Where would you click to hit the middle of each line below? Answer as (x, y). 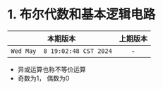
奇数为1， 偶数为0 (43, 78)
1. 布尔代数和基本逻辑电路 (81, 14)
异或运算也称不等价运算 (52, 69)
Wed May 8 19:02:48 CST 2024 (62, 51)
